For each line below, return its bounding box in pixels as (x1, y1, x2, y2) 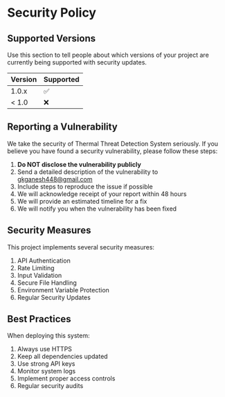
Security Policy (7, 5, 97, 21)
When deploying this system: (7, 331, 90, 340)
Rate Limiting (17, 263, 55, 272)
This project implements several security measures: (7, 242, 154, 251)
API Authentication (17, 256, 71, 265)
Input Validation (17, 271, 62, 279)
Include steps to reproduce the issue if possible (17, 182, 154, 191)
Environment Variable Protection (17, 285, 109, 294)
